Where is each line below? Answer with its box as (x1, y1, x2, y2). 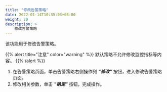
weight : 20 (5, 17, 28, 22)
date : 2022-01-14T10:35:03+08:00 (5, 12, 76, 17)
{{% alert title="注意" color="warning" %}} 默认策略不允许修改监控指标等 (5, 52, 158, 58)
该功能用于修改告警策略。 (5, 41, 59, 47)
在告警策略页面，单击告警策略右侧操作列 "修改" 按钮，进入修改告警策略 (12, 69, 162, 75)
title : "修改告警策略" (5, 7, 49, 13)
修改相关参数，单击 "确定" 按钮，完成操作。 (12, 81, 105, 87)
